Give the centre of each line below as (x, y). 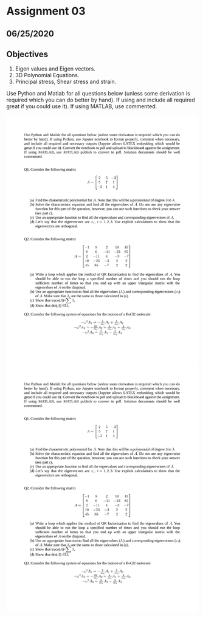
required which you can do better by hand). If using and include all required (101, 100)
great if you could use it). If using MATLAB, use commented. (82, 106)
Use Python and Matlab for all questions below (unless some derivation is (98, 94)
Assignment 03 (46, 11)
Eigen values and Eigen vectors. (55, 69)
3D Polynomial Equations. (47, 75)
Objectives (27, 54)
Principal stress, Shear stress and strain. (66, 82)
